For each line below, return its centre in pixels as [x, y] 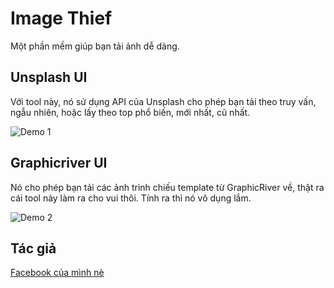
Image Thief [61, 18]
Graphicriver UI [59, 163]
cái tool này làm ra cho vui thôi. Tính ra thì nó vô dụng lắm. [131, 198]
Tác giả [33, 248]
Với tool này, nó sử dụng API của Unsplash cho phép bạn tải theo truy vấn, [163, 101]
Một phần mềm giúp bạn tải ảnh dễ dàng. [95, 46]
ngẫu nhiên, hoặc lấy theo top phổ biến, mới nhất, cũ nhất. [130, 112]
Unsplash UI [49, 77]
